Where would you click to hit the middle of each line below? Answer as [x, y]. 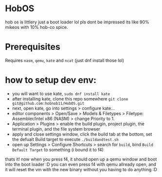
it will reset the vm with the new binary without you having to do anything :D [81, 169]
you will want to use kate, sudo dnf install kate [61, 94]
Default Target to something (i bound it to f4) [58, 150]
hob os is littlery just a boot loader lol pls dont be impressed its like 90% [77, 22]
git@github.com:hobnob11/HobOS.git [48, 103]
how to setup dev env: [51, 80]
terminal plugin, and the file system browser [56, 129]
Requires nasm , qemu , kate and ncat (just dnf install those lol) [65, 60]
